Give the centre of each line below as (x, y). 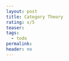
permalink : (19, 44)
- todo (19, 38)
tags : (12, 33)
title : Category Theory (35, 17)
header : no (19, 49)
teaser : (15, 28)
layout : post (22, 11)
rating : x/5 (20, 22)
